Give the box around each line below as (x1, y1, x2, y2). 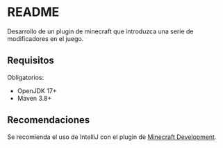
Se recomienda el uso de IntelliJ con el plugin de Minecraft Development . (7, 133, 217, 141)
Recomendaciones (7, 114, 90, 126)
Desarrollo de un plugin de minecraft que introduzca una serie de (7, 27, 194, 35)
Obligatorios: (7, 73, 44, 81)
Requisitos (7, 55, 54, 67)
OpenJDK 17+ (17, 86, 57, 94)
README (7, 4, 60, 20)
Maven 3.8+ (17, 94, 52, 102)
